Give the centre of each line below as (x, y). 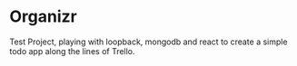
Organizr (43, 17)
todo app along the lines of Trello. (72, 51)
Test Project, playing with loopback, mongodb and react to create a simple (148, 42)
